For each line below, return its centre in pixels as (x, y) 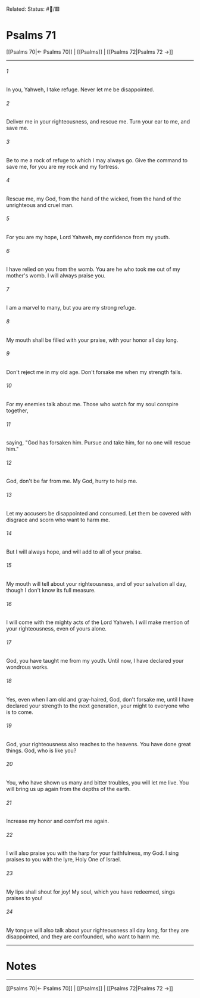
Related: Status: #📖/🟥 (33, 9)
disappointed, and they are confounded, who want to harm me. (83, 937)
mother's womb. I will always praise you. (56, 276)
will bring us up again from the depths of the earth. (68, 789)
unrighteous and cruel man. (40, 205)
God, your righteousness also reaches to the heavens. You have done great (99, 744)
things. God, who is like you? (41, 750)
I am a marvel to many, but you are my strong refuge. (71, 308)
